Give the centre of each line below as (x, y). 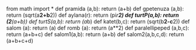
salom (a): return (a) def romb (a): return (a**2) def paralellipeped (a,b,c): (98, 28)
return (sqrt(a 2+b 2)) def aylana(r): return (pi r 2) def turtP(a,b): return (93, 15)
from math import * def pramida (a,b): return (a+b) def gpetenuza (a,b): (95, 9)
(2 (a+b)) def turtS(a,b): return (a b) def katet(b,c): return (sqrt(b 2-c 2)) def (98, 21)
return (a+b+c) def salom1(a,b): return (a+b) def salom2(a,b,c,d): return (95, 34)
